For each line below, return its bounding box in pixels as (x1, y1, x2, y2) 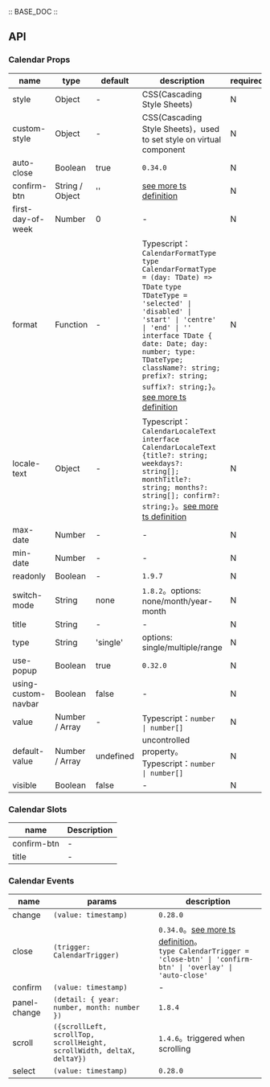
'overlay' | (187, 963, 233, 972)
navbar (12, 698, 39, 709)
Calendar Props (8, 54, 71, 65)
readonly (12, 570, 47, 582)
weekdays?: (141, 459, 184, 467)
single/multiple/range (141, 641, 223, 653)
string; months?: (141, 483, 209, 492)
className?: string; (141, 363, 221, 373)
